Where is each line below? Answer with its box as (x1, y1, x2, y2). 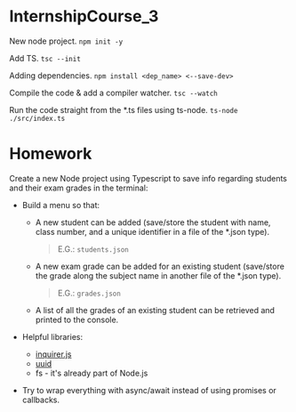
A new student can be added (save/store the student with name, (35, 216, 271, 228)
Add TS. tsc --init (9, 53, 82, 63)
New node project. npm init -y (9, 36, 124, 46)
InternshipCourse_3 (9, 6, 159, 27)
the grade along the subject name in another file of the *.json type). (35, 270, 282, 281)
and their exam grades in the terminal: (9, 182, 148, 193)
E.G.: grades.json (57, 287, 122, 298)
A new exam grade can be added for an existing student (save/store (35, 261, 284, 271)
